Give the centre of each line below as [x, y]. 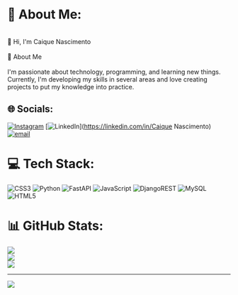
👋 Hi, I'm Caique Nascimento [49, 41]
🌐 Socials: [30, 109]
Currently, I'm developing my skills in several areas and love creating [107, 79]
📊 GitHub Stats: [56, 226]
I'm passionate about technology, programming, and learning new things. [114, 72]
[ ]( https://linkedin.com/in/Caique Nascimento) [128, 126]
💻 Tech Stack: [51, 163]
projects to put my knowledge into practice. [71, 87]
